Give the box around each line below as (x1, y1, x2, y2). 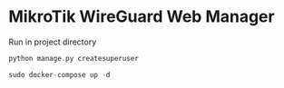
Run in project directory (8, 36, 97, 47)
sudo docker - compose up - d (8, 70, 111, 79)
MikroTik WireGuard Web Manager (8, 6, 275, 27)
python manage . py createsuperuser (8, 54, 140, 63)
